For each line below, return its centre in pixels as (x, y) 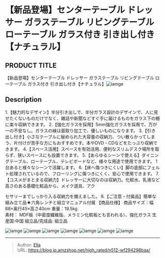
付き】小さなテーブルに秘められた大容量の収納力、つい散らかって (80, 137)
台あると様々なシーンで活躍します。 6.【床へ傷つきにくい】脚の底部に (76, 167)
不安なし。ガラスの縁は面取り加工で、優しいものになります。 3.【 (80, 130)
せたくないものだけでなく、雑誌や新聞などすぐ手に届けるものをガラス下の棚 (82, 118)
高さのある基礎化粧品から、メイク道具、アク (50, 186)
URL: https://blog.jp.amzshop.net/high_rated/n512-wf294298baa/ (84, 250)
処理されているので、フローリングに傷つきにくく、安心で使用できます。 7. (84, 173)
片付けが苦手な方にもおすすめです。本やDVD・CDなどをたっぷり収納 (83, 143)
